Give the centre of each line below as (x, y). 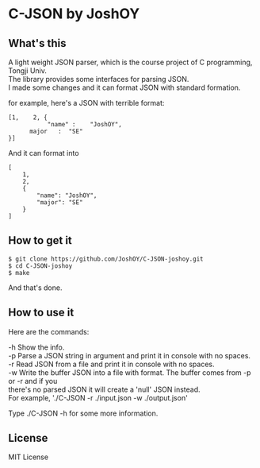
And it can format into (44, 153)
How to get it (40, 240)
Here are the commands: (49, 331)
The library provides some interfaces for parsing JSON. (99, 79)
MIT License (29, 457)
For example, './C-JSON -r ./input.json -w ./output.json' (98, 397)
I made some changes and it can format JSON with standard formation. (124, 87)
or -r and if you (33, 381)
